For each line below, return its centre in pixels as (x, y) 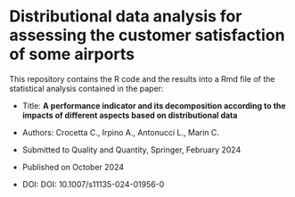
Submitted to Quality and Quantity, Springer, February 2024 (131, 150)
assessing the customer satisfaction (147, 35)
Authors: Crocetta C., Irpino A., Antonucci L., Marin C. (121, 132)
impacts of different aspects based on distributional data (130, 115)
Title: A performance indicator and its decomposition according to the (154, 105)
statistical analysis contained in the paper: (86, 88)
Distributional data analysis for (126, 16)
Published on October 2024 (73, 167)
